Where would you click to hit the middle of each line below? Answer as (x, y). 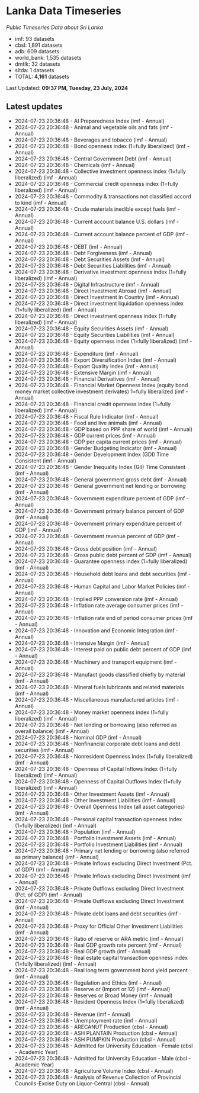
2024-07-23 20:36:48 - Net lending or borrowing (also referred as (96, 725)
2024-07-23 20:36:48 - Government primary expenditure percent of (98, 523)
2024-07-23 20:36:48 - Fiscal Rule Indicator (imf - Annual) (86, 416)
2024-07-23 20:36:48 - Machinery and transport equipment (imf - (96, 662)
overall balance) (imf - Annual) (52, 731)
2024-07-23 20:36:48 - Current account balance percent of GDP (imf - (102, 234)
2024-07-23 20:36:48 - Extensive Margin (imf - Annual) (83, 372)
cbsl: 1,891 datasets (38, 45)
